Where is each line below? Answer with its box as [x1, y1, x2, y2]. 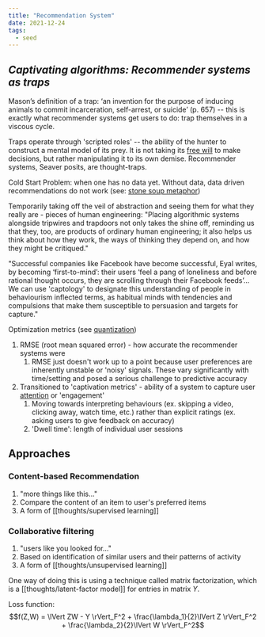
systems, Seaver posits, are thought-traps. [8, 162, 148, 172]
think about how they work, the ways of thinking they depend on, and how [8, 235, 251, 245]
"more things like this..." [19, 489, 97, 498]
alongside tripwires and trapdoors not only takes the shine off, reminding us [8, 219, 255, 228]
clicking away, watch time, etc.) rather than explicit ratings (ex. [31, 407, 236, 417]
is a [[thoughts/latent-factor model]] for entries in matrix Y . [8, 584, 200, 594]
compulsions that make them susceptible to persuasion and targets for [8, 301, 239, 311]
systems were [19, 349, 66, 358]
